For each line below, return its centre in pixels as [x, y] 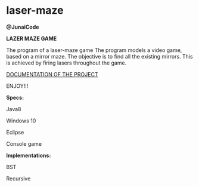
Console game [24, 143]
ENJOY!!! [17, 86]
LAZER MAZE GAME [32, 38]
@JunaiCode [23, 27]
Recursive [18, 178]
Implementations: [29, 155]
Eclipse [15, 132]
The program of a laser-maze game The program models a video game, [94, 50]
